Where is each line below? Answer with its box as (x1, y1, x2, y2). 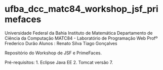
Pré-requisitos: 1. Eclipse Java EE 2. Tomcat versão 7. (4, 59, 113, 65)
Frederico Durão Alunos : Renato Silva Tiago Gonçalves (4, 40, 118, 46)
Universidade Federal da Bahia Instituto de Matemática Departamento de (4, 30, 153, 36)
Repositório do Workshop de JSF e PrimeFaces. (4, 50, 102, 56)
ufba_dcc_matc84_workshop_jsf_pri (4, 3, 159, 15)
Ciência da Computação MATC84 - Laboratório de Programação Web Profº (4, 35, 158, 41)
